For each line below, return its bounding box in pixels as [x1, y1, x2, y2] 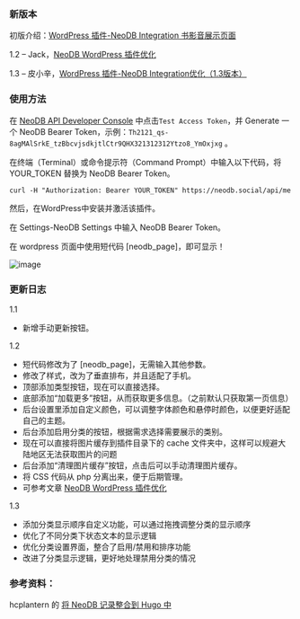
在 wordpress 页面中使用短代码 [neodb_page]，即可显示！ [9, 241, 225, 252]
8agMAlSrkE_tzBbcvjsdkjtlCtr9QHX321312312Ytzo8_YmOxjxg [9, 139, 223, 148]
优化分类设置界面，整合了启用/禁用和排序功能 [22, 541, 191, 552]
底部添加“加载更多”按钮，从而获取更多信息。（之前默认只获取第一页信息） [22, 393, 294, 403]
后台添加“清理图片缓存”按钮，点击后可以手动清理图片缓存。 [22, 460, 243, 471]
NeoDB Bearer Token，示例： [19, 126, 129, 137]
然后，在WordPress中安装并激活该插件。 [9, 202, 161, 213]
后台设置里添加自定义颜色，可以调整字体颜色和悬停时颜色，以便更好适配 [22, 403, 290, 414]
